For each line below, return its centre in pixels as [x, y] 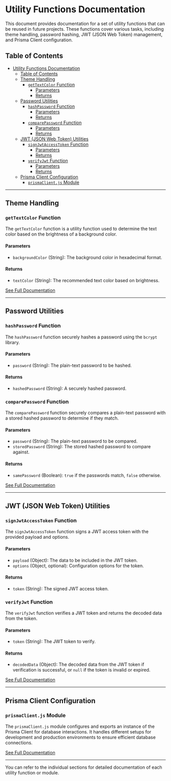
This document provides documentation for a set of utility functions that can [85, 24]
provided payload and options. [37, 537]
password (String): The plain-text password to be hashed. [72, 365]
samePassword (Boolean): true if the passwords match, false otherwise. [87, 475]
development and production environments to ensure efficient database [81, 738]
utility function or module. [32, 773]
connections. [19, 743]
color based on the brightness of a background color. [61, 234]
